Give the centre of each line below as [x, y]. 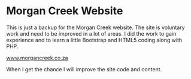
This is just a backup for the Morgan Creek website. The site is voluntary [95, 27]
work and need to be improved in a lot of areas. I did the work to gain [91, 33]
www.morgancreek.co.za [37, 58]
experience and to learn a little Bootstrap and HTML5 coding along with [94, 40]
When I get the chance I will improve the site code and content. [84, 69]
